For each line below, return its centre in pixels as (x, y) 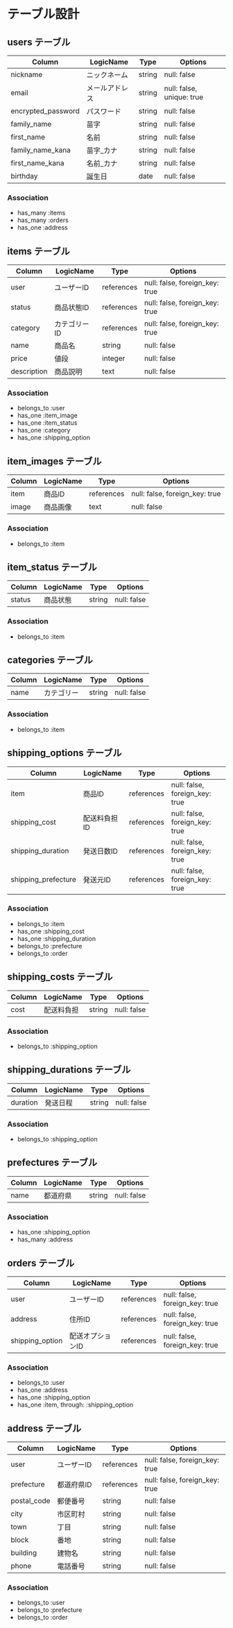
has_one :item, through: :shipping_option (75, 1405)
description (29, 371)
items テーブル (39, 251)
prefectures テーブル (52, 1163)
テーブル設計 (43, 14)
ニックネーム (107, 75)
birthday (24, 176)
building (24, 1553)
